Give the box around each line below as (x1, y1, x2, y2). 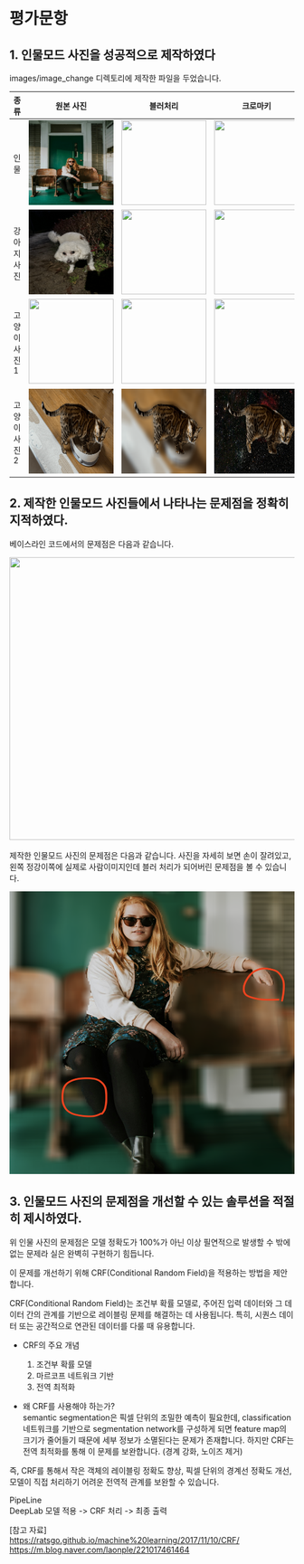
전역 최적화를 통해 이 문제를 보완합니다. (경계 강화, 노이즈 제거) (22, 1446, 243, 1456)
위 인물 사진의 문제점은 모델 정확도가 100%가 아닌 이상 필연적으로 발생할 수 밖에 (9, 1237, 291, 1247)
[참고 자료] (9, 1524, 47, 1535)
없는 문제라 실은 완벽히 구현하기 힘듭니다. (9, 1247, 155, 1258)
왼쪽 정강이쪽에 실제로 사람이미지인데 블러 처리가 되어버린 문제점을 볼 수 (9, 861, 263, 872)
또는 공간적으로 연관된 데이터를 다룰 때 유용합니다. (18, 1320, 195, 1331)
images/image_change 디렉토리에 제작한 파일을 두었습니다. (9, 73, 222, 83)
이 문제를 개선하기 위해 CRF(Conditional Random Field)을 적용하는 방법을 (9, 1267, 271, 1278)
